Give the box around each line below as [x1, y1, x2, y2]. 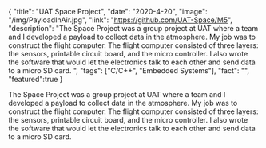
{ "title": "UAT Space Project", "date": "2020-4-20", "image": [8, 7, 208, 16]
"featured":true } [8, 75, 63, 84]
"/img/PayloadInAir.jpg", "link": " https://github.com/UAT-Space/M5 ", [8, 15, 233, 25]
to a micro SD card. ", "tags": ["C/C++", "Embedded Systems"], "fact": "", [8, 66, 250, 75]
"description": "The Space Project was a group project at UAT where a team [8, 24, 258, 33]
